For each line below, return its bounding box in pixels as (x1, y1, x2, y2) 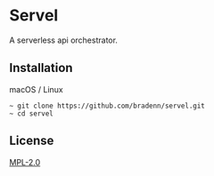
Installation (9, 60, 73, 76)
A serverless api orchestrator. (9, 35, 119, 45)
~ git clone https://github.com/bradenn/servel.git (9, 101, 205, 110)
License (9, 133, 54, 148)
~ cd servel (9, 108, 53, 118)
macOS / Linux (9, 84, 64, 94)
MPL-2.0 (9, 156, 41, 167)
